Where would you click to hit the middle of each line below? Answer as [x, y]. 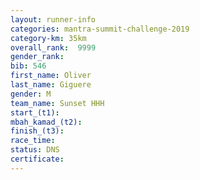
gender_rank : [37, 57]
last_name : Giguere [51, 85]
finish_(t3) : [37, 131]
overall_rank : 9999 [53, 47]
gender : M [31, 94]
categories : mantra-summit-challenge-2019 [100, 29]
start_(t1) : [35, 112]
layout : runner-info [53, 19]
